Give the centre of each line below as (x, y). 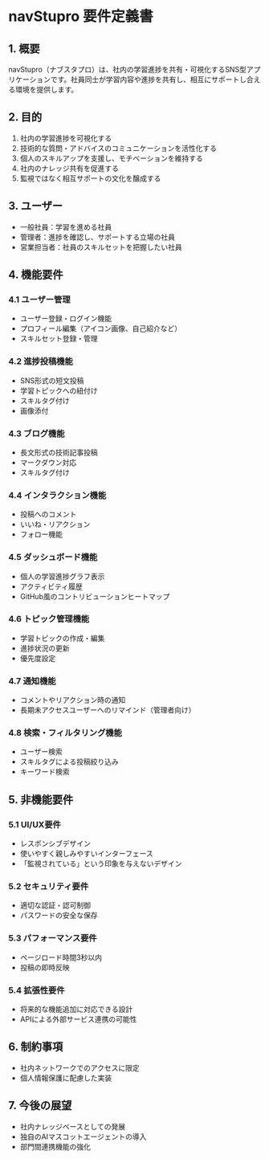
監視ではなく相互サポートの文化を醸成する (90, 178)
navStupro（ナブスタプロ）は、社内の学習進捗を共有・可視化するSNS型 (128, 69)
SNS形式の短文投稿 (52, 380)
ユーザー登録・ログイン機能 (66, 319)
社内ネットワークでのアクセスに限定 (80, 1067)
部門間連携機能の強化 (55, 1146)
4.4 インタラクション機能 (57, 495)
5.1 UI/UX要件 (35, 824)
